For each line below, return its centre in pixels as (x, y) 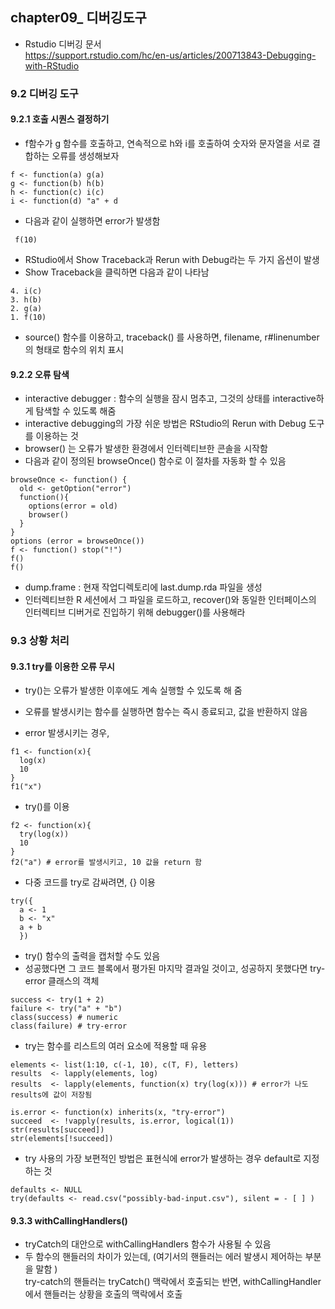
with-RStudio (52, 65)
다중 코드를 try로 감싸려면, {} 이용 (90, 882)
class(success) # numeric (64, 1018)
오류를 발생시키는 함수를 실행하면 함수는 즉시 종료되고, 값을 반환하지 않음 (166, 712)
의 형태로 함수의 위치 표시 (74, 349)
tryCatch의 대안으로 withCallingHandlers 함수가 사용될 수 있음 (148, 1244)
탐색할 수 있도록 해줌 (76, 411)
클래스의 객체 (74, 981)
